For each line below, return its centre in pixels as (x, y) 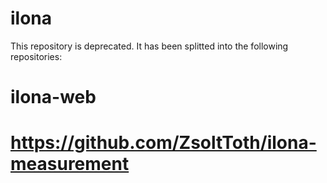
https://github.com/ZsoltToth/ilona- (163, 143)
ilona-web (53, 97)
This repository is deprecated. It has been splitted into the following (149, 46)
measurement (70, 164)
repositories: (36, 56)
